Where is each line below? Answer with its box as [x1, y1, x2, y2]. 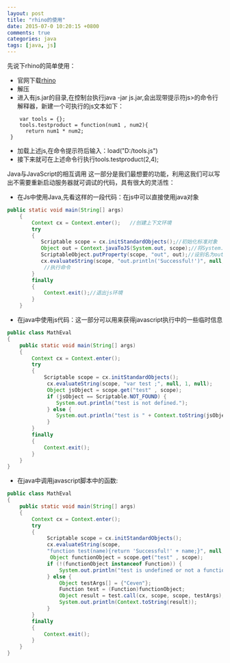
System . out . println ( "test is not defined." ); [55, 399, 188, 406]
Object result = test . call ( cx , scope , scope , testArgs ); [59, 592, 225, 599]
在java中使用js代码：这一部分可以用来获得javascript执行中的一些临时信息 [16, 316, 223, 323]
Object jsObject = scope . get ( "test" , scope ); [47, 386, 183, 393]
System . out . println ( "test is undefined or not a [59, 567, 201, 574]
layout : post [7, 10, 44, 17]
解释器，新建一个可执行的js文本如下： [16, 102, 125, 110]
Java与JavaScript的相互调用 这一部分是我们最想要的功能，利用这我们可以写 [7, 170, 220, 178]
